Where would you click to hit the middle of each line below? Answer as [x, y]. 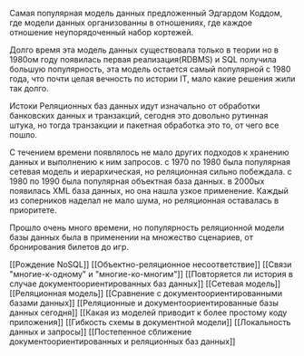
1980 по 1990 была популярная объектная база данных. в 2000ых [137, 181]
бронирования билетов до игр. [69, 247]
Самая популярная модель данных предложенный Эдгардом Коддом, [146, 13]
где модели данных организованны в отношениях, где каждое [131, 23]
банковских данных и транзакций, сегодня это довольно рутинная [139, 115]
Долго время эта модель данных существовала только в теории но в [144, 50]
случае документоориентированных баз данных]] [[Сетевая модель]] [145, 284]
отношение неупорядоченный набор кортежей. [102, 32]
